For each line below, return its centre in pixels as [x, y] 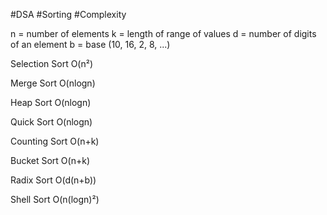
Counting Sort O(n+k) [55, 141]
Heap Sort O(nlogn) [51, 102]
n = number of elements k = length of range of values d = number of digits [163, 33]
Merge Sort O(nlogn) [53, 83]
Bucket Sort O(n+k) [50, 160]
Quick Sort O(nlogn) [51, 122]
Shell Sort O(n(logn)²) [55, 199]
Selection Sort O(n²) [52, 63]
